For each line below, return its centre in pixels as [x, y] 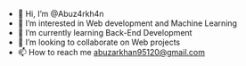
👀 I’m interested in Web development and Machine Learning [127, 23]
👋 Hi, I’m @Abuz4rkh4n [61, 14]
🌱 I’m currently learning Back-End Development [105, 33]
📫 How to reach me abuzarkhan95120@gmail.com [111, 52]
